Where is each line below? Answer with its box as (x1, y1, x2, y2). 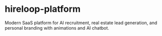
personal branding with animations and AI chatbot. (5, 25, 109, 31)
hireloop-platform (5, 3, 81, 15)
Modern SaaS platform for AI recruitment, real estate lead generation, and (5, 20, 157, 26)
